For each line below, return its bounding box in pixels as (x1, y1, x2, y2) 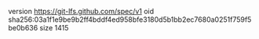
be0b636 (8, 23, 38, 32)
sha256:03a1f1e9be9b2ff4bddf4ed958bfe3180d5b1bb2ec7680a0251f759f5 (8, 15, 252, 24)
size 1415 (39, 23, 69, 32)
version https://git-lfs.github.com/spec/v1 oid (8, 7, 155, 16)
